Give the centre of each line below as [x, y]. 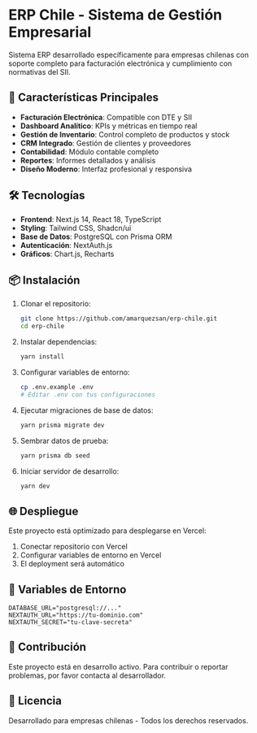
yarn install [42, 357]
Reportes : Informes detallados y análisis [88, 160]
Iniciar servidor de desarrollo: [70, 471]
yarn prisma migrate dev [62, 425]
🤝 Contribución [48, 647]
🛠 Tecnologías [47, 195]
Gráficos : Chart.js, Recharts [67, 254]
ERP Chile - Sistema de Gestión [115, 15]
